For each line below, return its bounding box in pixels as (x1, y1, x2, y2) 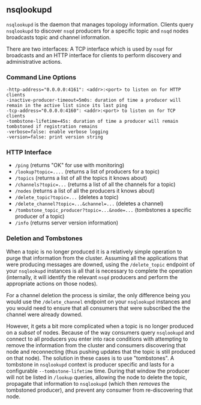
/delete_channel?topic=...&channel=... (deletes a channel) (14, 200, 164, 207)
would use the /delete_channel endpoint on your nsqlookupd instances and (6, 298, 191, 305)
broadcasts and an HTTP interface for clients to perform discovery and (6, 51, 182, 59)
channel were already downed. (6, 311, 83, 318)
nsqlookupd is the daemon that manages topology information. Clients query (6, 20, 194, 28)
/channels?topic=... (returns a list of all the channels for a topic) (14, 181, 176, 188)
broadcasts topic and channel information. (6, 33, 111, 41)
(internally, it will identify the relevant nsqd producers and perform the (6, 273, 178, 280)
